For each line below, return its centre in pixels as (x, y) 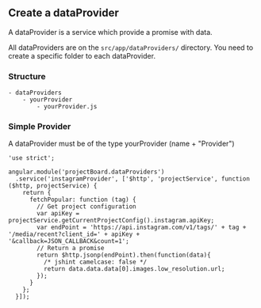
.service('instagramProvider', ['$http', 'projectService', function (132, 179)
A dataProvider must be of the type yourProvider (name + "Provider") (122, 144)
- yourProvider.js (67, 107)
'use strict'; (32, 158)
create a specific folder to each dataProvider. (82, 55)
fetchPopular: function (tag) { (83, 200)
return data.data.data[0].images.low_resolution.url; (134, 269)
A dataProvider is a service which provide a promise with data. (110, 32)
